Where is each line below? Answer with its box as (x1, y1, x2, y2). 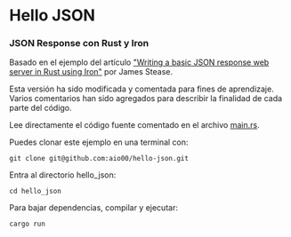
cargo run (9, 219, 46, 229)
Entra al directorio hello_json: (9, 170, 117, 180)
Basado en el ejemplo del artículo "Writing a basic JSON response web (9, 57, 270, 67)
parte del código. (9, 103, 73, 114)
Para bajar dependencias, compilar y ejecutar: (9, 202, 178, 213)
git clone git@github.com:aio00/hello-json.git (9, 154, 190, 163)
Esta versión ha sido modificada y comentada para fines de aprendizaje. (9, 83, 274, 94)
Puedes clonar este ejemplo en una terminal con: (9, 137, 189, 147)
